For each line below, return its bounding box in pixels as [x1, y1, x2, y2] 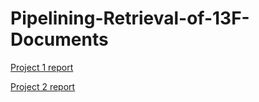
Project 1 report [10, 61, 74, 73]
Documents [10, 28, 109, 51]
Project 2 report [10, 80, 76, 92]
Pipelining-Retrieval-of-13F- [10, 7, 250, 30]
